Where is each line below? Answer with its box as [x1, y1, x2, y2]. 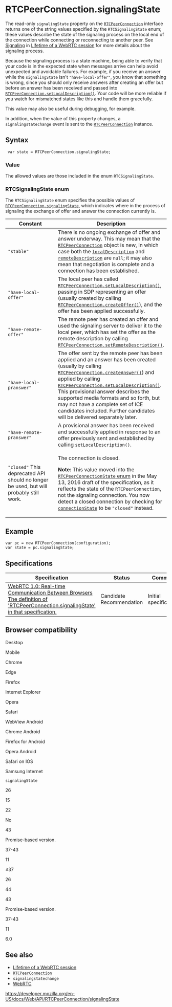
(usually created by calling [58, 295, 121, 302]
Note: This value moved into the [58, 466, 135, 473]
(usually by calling [58, 362, 101, 369]
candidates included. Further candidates [58, 407, 155, 414]
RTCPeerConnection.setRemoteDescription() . [58, 341, 164, 348]
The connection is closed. [58, 454, 120, 462]
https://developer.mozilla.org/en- [5, 990, 75, 996]
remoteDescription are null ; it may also [58, 254, 152, 261]
